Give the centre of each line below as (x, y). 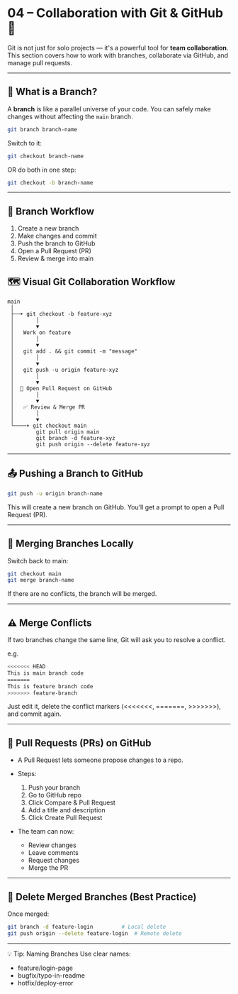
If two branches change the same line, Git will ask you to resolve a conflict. (117, 640)
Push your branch (54, 788)
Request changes (54, 861)
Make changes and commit (57, 236)
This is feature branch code (50, 686)
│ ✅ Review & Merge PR (47, 407)
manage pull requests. (40, 62)
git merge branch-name (41, 580)
